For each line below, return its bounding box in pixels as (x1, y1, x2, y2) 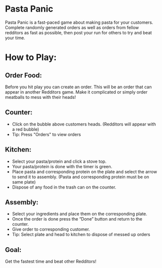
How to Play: (5, 52, 57, 63)
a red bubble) (12, 126, 39, 132)
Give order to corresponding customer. (12, 226, 90, 232)
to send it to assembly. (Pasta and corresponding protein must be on (12, 173, 149, 180)
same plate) (12, 179, 36, 185)
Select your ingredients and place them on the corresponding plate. (12, 211, 147, 217)
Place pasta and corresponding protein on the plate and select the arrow (12, 169, 157, 174)
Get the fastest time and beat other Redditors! (5, 258, 97, 265)
